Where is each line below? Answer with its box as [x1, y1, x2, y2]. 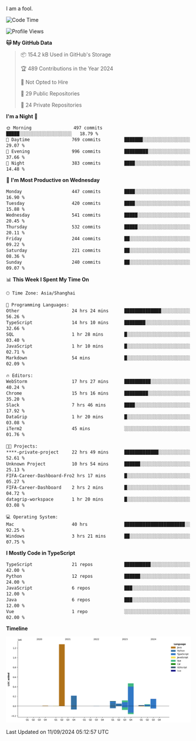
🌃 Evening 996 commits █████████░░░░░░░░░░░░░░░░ [6, 148, 191, 154]
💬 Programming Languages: [6, 302, 69, 308]
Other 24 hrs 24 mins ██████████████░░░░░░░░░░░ [6, 308, 191, 314]
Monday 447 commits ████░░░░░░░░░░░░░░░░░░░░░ [6, 188, 191, 194]
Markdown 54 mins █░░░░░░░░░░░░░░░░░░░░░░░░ [6, 355, 191, 361]
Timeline [6, 625, 28, 632]
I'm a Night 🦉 [6, 113, 38, 120]
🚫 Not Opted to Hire [20, 79, 69, 85]
